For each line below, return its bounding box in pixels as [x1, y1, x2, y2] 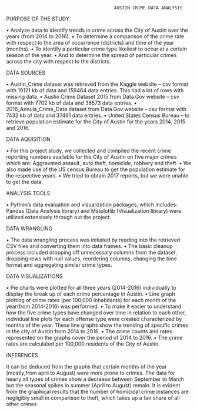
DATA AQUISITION [6, 136, 51, 143]
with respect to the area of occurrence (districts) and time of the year [6, 39, 175, 46]
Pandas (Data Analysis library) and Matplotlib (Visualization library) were [6, 207, 182, 214]
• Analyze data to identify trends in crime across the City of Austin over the [6, 26, 188, 34]
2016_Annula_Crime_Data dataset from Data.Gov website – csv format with [6, 106, 187, 112]
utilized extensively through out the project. [6, 214, 112, 220]
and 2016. [6, 125, 30, 131]
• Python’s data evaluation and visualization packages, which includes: [6, 201, 178, 208]
